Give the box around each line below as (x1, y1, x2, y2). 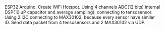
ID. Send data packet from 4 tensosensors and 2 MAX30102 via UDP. (4, 19, 146, 25)
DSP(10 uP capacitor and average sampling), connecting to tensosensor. (4, 9, 153, 15)
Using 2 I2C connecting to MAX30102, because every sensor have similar (4, 15, 155, 20)
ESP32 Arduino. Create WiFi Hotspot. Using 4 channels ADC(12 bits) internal (4, 4, 161, 10)
